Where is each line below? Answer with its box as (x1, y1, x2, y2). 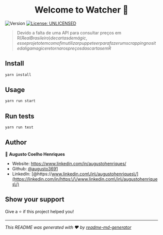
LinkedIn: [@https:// (12, 171, 52, 177)
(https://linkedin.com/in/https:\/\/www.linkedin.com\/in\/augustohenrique (12, 176, 158, 182)
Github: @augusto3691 (12, 166, 58, 171)
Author (5, 138, 27, 147)
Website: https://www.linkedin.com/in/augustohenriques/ (12, 160, 127, 167)
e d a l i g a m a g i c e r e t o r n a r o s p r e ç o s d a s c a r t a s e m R (16, 45, 112, 51)
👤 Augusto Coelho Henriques (5, 151, 65, 157)
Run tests (5, 112, 34, 120)
